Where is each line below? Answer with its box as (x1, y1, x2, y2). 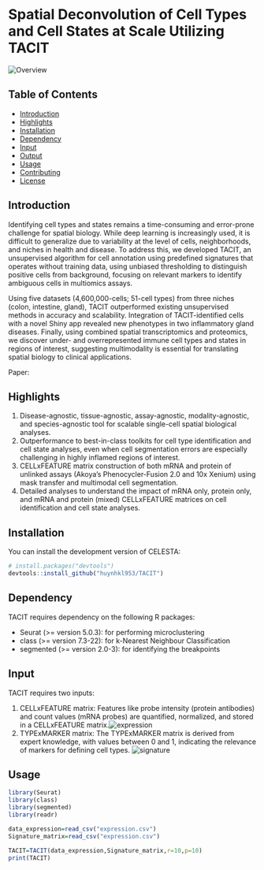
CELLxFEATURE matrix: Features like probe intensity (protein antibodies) (19, 703, 255, 712)
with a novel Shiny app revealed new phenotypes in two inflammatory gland (8, 318, 255, 328)
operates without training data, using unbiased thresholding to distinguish (8, 262, 247, 271)
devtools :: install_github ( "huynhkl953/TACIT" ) (8, 570, 164, 578)
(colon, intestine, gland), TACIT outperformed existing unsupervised (8, 302, 229, 311)
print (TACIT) (8, 853, 51, 862)
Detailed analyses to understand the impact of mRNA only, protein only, (19, 486, 252, 496)
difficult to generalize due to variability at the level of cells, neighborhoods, (8, 236, 251, 246)
